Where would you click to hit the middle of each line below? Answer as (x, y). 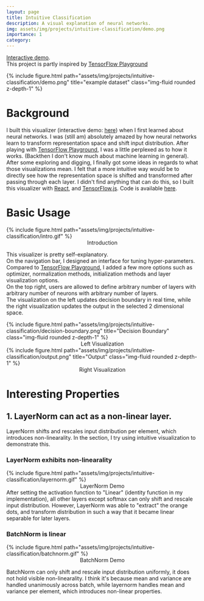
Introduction (102, 242)
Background (38, 113)
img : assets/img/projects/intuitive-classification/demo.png (86, 29)
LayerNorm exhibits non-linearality (59, 460)
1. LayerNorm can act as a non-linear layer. (89, 416)
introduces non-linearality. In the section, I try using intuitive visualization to (101, 437)
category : (19, 40)
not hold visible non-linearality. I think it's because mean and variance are (99, 578)
